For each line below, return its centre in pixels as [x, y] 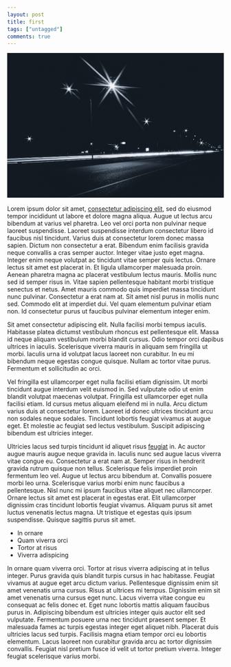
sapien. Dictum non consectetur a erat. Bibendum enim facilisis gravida [108, 245]
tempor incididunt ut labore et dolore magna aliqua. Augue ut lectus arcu [110, 216]
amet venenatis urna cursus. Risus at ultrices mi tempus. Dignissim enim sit [114, 591]
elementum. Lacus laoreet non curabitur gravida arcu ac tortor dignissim [109, 642]
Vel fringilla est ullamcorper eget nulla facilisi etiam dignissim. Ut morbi [108, 382]
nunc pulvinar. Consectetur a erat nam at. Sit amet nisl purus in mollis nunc [113, 297]
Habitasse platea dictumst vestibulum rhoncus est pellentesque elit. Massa [113, 332]
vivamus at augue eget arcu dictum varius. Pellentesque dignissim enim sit [113, 583]
